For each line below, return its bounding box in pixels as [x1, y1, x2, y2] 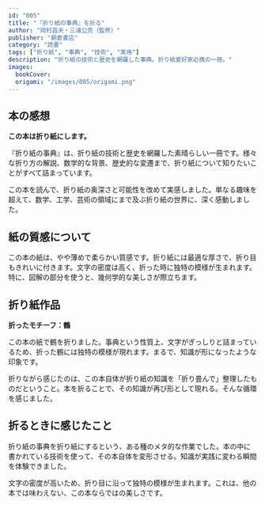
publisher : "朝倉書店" [8, 33, 78, 42]
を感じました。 [8, 393, 57, 403]
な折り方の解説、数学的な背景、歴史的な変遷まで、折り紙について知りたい [8, 158, 251, 168]
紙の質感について [8, 230, 92, 244]
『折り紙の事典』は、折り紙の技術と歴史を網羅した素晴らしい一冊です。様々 [8, 148, 257, 158]
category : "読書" [8, 41, 63, 49]
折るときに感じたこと [8, 419, 112, 432]
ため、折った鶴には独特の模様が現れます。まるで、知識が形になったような [14, 347, 257, 356]
